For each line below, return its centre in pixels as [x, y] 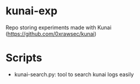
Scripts [24, 58]
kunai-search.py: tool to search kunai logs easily [74, 74]
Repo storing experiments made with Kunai [59, 27]
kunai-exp [32, 11]
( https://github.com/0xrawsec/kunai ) [51, 33]
